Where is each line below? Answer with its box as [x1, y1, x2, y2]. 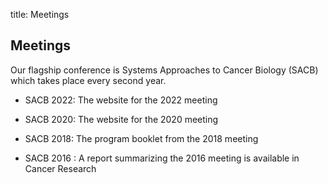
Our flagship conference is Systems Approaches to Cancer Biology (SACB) [10, 64, 319, 76]
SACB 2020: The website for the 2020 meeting [24, 113, 219, 125]
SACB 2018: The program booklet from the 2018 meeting [24, 132, 259, 144]
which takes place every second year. [10, 74, 167, 86]
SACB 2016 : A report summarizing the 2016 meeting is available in [24, 152, 300, 164]
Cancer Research [24, 162, 97, 174]
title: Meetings [10, 9, 70, 20]
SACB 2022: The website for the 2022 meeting [24, 94, 218, 106]
